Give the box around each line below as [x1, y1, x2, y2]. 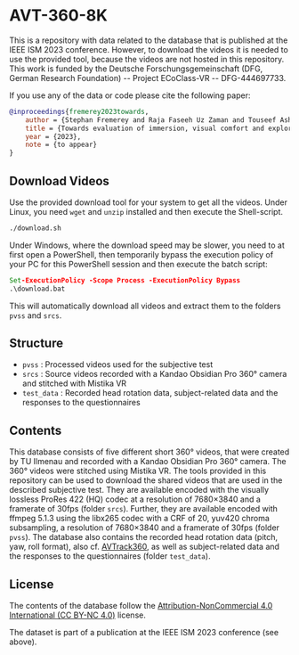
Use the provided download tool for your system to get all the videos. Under [9, 197, 287, 208]
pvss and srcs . [9, 309, 62, 321]
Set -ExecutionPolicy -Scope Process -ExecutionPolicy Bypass [9, 275, 241, 285]
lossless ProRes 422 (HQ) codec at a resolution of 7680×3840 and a [9, 494, 261, 504]
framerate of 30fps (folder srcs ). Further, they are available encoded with [9, 504, 279, 514]
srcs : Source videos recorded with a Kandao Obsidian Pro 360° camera [21, 369, 287, 380]
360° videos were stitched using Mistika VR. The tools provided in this [9, 465, 267, 477]
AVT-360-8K [9, 5, 109, 26]
